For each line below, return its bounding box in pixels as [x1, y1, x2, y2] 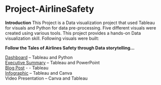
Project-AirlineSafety [5, 3, 94, 15]
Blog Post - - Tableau [5, 65, 48, 71]
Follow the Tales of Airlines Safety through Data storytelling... [5, 45, 135, 51]
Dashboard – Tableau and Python [5, 54, 73, 60]
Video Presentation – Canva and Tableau [5, 75, 88, 81]
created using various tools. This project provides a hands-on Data [5, 30, 141, 36]
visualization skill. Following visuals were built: [5, 35, 100, 41]
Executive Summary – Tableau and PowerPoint [5, 59, 100, 65]
